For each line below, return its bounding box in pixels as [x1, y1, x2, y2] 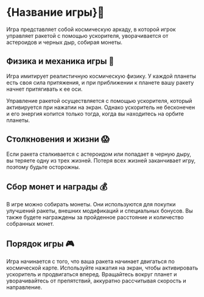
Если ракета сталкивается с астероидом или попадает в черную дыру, [6, 150, 192, 158]
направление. [6, 284, 43, 291]
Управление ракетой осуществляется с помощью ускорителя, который [6, 97, 192, 104]
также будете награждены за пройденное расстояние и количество [6, 214, 184, 221]
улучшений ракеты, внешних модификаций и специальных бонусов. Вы [6, 207, 193, 215]
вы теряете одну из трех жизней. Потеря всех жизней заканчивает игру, [6, 156, 196, 164]
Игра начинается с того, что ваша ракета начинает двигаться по [6, 258, 175, 265]
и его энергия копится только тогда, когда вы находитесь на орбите [6, 110, 185, 117]
